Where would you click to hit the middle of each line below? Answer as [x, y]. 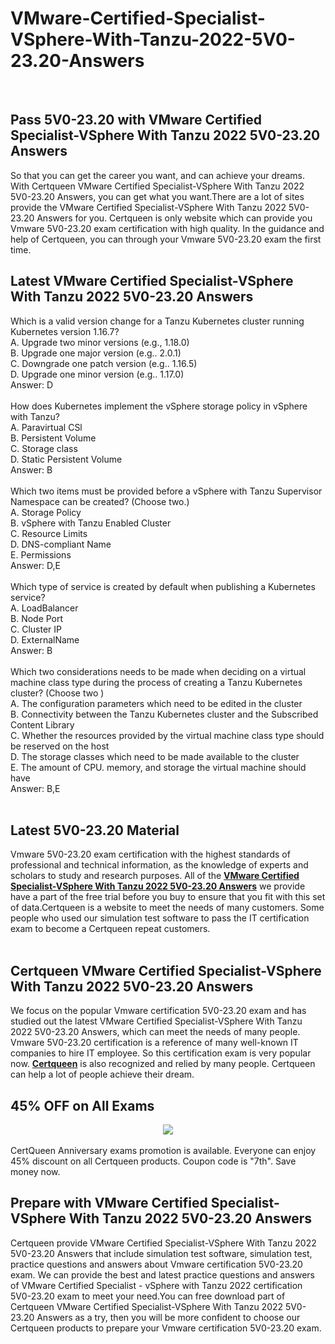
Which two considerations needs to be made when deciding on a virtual [158, 671]
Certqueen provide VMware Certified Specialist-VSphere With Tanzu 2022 [163, 1243]
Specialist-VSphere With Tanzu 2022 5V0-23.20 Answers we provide [158, 886]
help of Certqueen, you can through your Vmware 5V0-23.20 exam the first [166, 239]
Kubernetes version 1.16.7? [65, 331]
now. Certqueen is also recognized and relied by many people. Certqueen [163, 1064]
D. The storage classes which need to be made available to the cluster [155, 756]
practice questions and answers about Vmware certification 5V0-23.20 [156, 1264]
